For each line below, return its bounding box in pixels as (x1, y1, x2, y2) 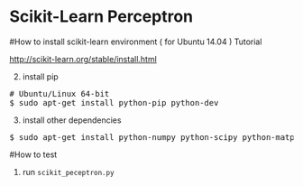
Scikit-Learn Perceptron (9, 6, 194, 27)
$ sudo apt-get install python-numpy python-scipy (9, 132, 238, 142)
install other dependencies (22, 115, 122, 126)
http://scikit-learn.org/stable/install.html (9, 53, 158, 64)
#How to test (9, 149, 58, 160)
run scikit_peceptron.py (22, 166, 115, 177)
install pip (22, 70, 59, 82)
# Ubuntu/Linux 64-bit (9, 88, 110, 98)
